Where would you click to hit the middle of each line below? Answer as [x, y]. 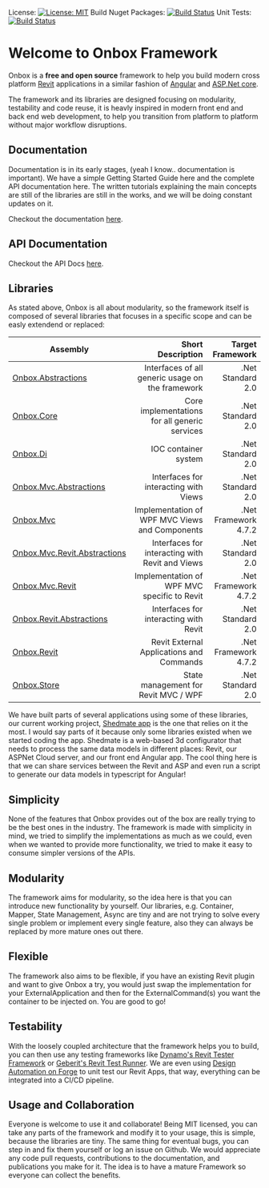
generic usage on [170, 378]
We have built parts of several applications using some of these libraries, [128, 715]
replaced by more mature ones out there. [76, 931]
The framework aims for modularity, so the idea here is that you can [120, 897]
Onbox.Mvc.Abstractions [59, 487]
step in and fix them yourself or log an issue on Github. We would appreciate [134, 1150]
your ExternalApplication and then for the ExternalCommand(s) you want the [134, 993]
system [189, 459]
